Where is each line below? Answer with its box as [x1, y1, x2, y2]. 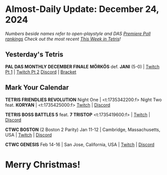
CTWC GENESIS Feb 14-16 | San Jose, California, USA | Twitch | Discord [5, 141, 155, 148]
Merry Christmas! [5, 159, 80, 170]
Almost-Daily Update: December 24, [5, 3, 159, 15]
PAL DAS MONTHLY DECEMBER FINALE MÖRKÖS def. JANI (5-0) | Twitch [5, 63, 160, 69]
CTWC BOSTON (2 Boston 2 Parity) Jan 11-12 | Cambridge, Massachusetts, [5, 126, 160, 133]
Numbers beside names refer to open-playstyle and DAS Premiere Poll [5, 30, 151, 36]
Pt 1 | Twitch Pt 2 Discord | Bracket [5, 69, 76, 75]
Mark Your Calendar [5, 83, 69, 92]
